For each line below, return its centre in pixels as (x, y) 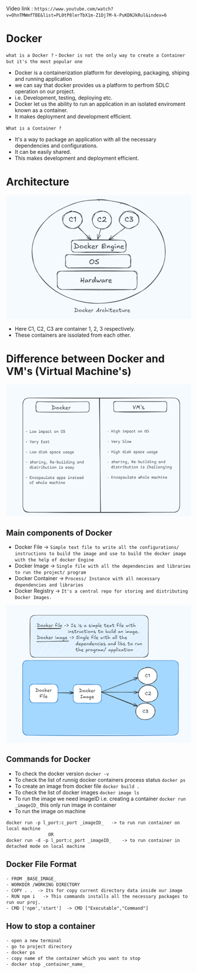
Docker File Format (41, 864)
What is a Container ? (34, 128)
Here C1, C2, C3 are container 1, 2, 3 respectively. (75, 329)
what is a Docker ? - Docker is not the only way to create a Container (96, 55)
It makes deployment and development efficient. (73, 116)
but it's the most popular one (44, 61)
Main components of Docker (59, 533)
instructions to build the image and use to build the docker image (100, 554)
